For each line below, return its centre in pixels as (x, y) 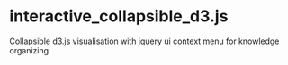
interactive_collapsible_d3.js (119, 16)
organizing (29, 50)
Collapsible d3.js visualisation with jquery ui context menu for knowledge (144, 41)
